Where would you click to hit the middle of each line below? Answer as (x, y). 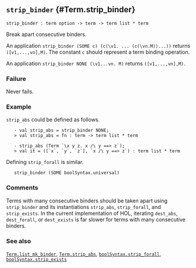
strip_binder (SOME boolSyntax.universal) (67, 173)
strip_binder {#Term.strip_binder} (71, 10)
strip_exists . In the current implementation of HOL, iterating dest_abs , (92, 213)
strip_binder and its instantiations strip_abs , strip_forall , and (84, 207)
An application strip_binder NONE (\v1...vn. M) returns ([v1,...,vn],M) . (96, 63)
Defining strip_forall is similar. (45, 162)
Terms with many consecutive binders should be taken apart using (87, 201)
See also (19, 241)
